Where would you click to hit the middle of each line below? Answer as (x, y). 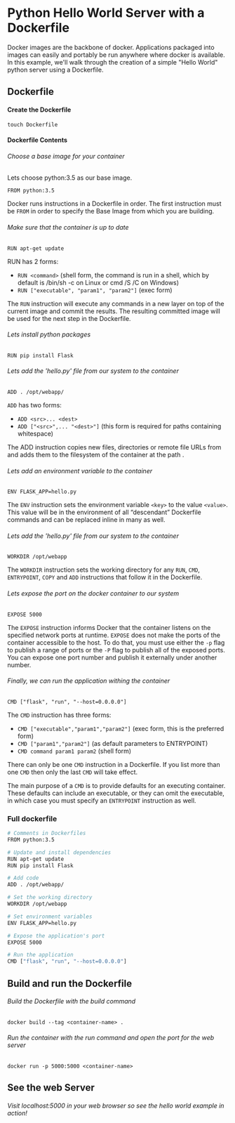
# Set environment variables (50, 917)
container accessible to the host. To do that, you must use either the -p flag (116, 642)
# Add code (23, 878)
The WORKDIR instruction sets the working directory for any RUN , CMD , (103, 570)
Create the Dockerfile (39, 110)
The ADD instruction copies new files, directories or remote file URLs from (114, 447)
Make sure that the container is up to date (68, 227)
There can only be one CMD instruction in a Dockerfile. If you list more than (114, 764)
